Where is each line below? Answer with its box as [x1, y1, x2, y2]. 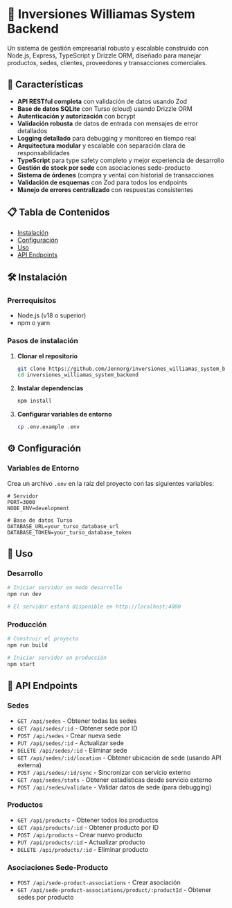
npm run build [7, 642, 48, 649]
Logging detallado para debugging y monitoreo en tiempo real [17, 134, 196, 142]
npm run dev [7, 591, 42, 598]
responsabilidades [17, 148, 71, 157]
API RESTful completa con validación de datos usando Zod [17, 97, 188, 105]
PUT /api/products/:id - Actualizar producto [17, 838, 145, 846]
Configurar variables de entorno [17, 410, 112, 419]
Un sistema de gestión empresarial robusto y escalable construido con [7, 44, 209, 52]
